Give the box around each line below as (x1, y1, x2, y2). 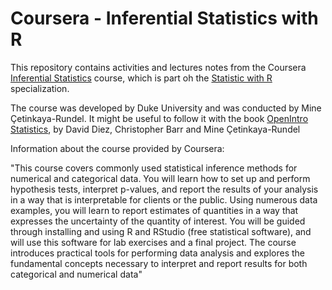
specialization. (10, 82, 70, 94)
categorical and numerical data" (10, 268, 143, 280)
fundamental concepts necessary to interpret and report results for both (10, 257, 308, 269)
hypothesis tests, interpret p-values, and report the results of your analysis (10, 183, 319, 195)
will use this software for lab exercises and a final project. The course (10, 236, 297, 248)
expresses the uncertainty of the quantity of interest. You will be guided (10, 215, 306, 227)
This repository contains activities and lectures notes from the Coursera (10, 61, 307, 73)
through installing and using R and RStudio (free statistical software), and (10, 225, 312, 237)
